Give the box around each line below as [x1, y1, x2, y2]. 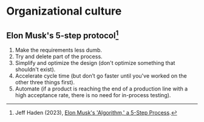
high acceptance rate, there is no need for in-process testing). [15, 92, 171, 98]
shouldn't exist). [15, 66, 56, 73]
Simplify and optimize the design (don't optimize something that [15, 59, 175, 66]
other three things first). [15, 79, 75, 86]
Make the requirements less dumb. [15, 47, 102, 53]
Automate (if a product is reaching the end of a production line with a [15, 85, 188, 92]
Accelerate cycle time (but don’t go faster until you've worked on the [15, 72, 187, 80]
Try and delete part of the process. [15, 53, 103, 60]
